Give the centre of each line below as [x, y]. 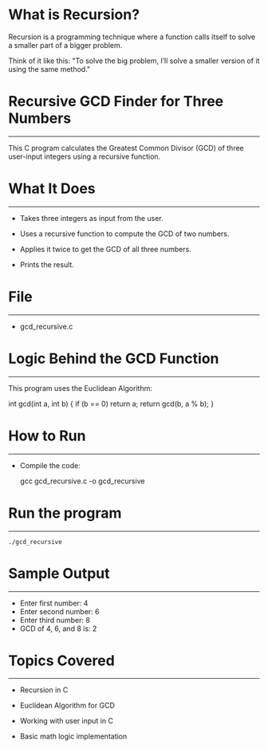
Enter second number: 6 [59, 611]
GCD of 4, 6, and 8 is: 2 [58, 629]
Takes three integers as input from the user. [91, 218]
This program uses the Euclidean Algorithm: [81, 388]
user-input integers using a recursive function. [85, 156]
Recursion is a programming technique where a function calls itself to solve [132, 37]
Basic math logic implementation [73, 736]
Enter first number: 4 [54, 603]
